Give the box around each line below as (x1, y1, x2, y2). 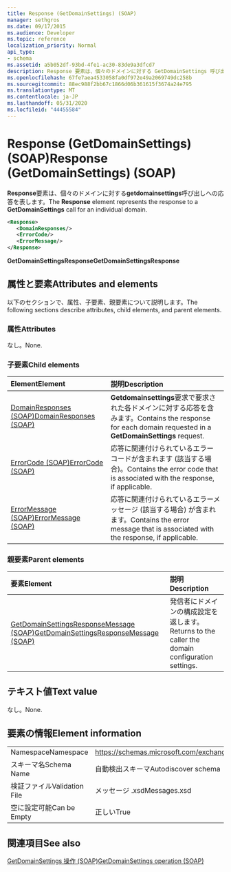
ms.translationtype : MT (7, 87, 76, 94)
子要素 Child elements (7, 360, 80, 369)
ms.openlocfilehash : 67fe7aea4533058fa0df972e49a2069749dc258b (7, 74, 192, 81)
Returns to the (169, 626, 215, 636)
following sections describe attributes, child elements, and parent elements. (7, 305, 222, 314)
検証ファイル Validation (10, 782, 84, 791)
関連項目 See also (7, 837, 81, 849)
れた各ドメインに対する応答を (110, 403, 208, 413)
